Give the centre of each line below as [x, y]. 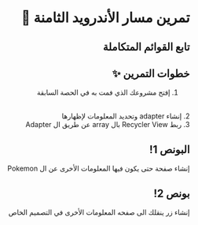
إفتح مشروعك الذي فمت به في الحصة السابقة [103, 92]
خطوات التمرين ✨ [151, 73]
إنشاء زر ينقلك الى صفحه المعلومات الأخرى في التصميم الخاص [99, 212]
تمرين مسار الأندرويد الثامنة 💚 [106, 18]
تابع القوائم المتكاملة [146, 47]
